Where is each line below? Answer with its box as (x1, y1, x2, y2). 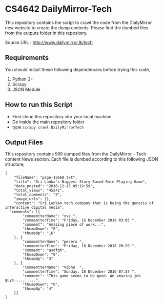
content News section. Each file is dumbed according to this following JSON (5, 156, 159, 162)
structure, (5, 161, 25, 167)
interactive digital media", (5, 205, 64, 210)
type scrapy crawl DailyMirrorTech (12, 124, 84, 130)
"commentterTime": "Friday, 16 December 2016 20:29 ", (22, 243, 137, 249)
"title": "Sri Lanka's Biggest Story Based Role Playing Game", (14, 179, 147, 184)
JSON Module (12, 87, 41, 92)
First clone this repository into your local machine (12, 113, 112, 119)
